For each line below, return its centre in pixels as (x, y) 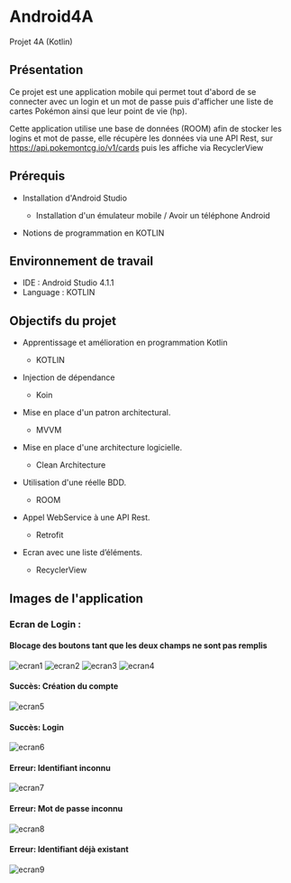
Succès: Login (37, 727)
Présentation (46, 70)
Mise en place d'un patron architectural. (96, 413)
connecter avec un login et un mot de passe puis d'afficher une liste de (141, 101)
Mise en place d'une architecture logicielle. (102, 448)
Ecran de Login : (45, 624)
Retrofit (50, 535)
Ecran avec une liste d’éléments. (82, 553)
